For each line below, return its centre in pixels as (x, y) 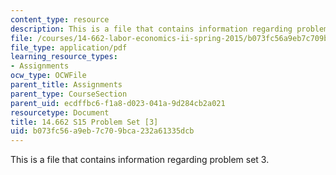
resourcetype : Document (60, 112)
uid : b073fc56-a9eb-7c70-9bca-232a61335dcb (102, 131)
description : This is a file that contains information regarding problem (169, 29)
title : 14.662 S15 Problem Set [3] (84, 122)
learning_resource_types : (64, 57)
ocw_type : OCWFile (48, 76)
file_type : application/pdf (69, 47)
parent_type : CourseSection (69, 94)
